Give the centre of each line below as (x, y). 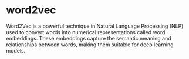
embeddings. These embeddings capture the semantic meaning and (89, 38)
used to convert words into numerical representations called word (86, 32)
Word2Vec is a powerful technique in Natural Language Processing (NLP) (95, 26)
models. (16, 50)
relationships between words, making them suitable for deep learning (90, 45)
